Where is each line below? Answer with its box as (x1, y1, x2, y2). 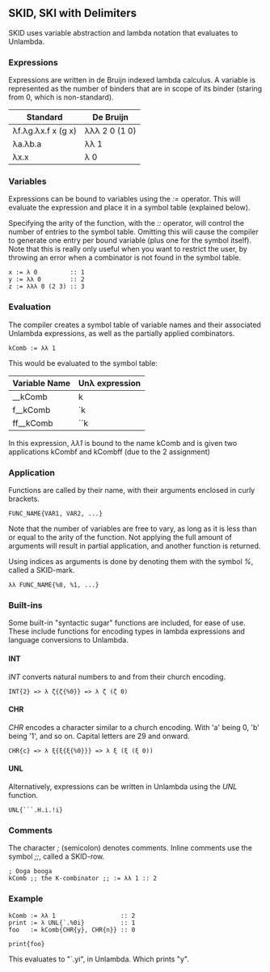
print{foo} (8, 940, 45, 948)
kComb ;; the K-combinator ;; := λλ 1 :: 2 (8, 874, 158, 883)
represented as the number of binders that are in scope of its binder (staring (8, 84, 263, 94)
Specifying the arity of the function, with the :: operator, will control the (8, 219, 245, 228)
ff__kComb (12, 417, 53, 428)
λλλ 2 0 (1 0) (84, 125, 137, 137)
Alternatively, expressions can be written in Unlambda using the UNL (8, 781, 238, 792)
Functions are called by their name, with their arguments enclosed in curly (8, 486, 255, 494)
